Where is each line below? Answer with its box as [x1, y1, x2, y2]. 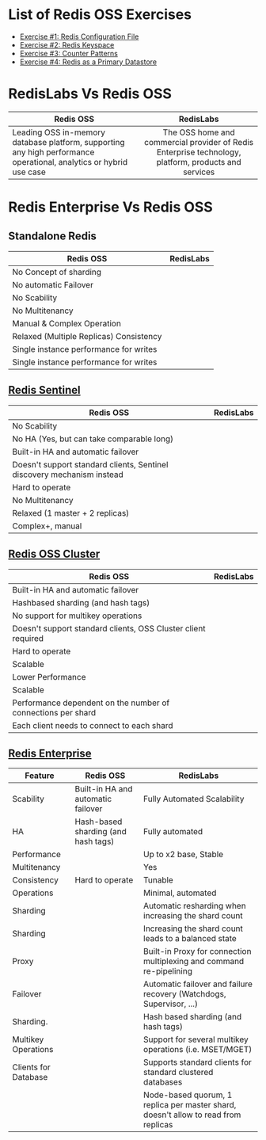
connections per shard [12, 707, 97, 718]
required [12, 632, 44, 643]
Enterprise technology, [156, 147, 241, 158]
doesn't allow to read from [143, 1109, 241, 1120]
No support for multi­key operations [12, 610, 142, 621]
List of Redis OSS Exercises [8, 6, 192, 24]
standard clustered [143, 1067, 214, 1078]
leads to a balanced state [143, 933, 237, 944]
